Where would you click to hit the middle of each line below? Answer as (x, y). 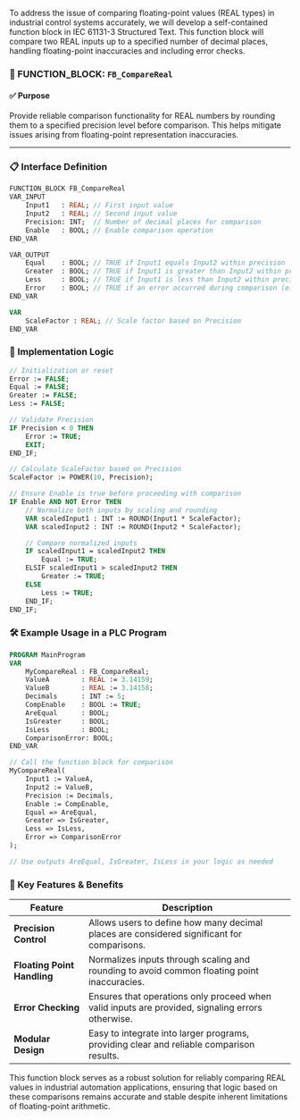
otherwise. (110, 1019)
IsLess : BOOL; (67, 729)
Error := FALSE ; (39, 379)
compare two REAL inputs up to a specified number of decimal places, (139, 41)
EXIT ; (36, 445)
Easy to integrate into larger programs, (169, 1033)
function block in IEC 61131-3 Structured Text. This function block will (137, 32)
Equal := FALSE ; (39, 387)
